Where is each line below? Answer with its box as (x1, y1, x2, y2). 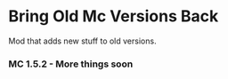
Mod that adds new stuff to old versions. (8, 36, 157, 46)
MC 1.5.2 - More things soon (8, 58, 134, 70)
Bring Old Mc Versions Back (8, 6, 219, 27)
